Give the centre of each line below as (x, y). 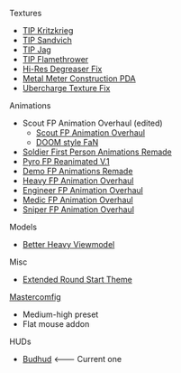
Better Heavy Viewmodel (68, 244)
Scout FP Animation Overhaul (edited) (93, 123)
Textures (26, 13)
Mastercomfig (35, 297)
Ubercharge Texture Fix (66, 88)
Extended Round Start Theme (77, 280)
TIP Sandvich (47, 40)
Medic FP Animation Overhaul (77, 200)
